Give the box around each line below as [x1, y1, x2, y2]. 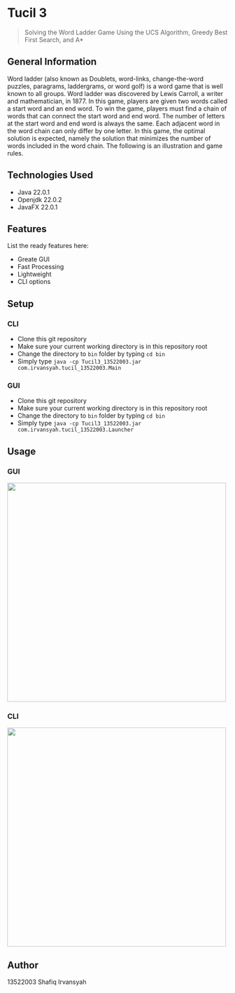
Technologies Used [7, 170, 93, 182]
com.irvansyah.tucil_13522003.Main [17, 364, 122, 372]
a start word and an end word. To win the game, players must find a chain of [7, 104, 227, 113]
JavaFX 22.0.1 [17, 203, 58, 211]
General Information [7, 56, 97, 68]
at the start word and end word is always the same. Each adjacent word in [7, 119, 220, 128]
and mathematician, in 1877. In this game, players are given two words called [7, 97, 228, 105]
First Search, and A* [24, 35, 84, 43]
